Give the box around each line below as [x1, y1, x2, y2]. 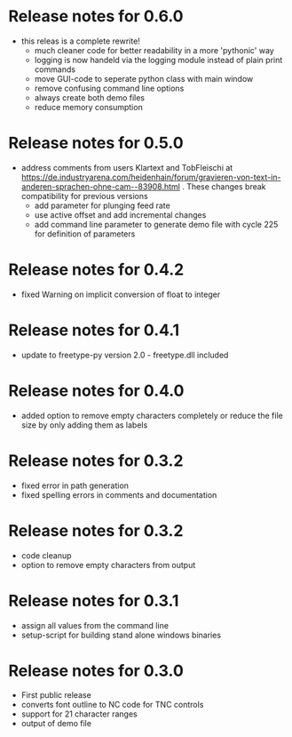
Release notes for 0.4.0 [8, 381, 185, 401]
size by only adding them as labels [20, 420, 148, 430]
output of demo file [20, 718, 92, 729]
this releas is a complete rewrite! [20, 36, 141, 46]
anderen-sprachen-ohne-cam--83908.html [20, 180, 181, 192]
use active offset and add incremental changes [34, 209, 207, 220]
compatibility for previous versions [20, 190, 148, 201]
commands [34, 64, 76, 75]
